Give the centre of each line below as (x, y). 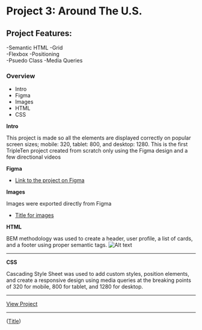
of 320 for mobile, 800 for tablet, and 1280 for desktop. (75, 287)
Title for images (34, 215)
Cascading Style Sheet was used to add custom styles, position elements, (98, 274)
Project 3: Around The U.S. (74, 11)
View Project (22, 304)
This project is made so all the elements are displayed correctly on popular (99, 138)
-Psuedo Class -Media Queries (44, 60)
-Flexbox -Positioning (33, 54)
